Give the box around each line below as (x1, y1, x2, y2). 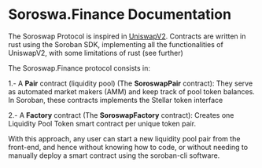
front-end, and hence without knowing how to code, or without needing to (8, 142, 249, 152)
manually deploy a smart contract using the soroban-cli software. (8, 151, 220, 160)
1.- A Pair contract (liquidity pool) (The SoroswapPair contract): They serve (8, 79, 253, 88)
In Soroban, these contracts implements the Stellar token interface (8, 95, 223, 104)
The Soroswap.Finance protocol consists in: (8, 63, 151, 72)
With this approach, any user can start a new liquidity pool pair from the (8, 133, 241, 143)
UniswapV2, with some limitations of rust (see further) (8, 48, 183, 57)
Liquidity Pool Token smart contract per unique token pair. (8, 119, 197, 128)
